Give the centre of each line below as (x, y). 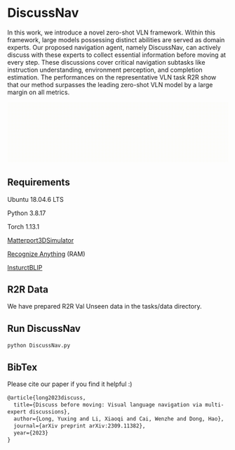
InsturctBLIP (25, 267)
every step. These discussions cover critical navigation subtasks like (106, 62)
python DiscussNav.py (39, 346)
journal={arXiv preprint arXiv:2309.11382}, (80, 426)
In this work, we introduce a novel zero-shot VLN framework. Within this (112, 32)
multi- (215, 405)
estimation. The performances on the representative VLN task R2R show (112, 77)
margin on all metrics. (39, 92)
